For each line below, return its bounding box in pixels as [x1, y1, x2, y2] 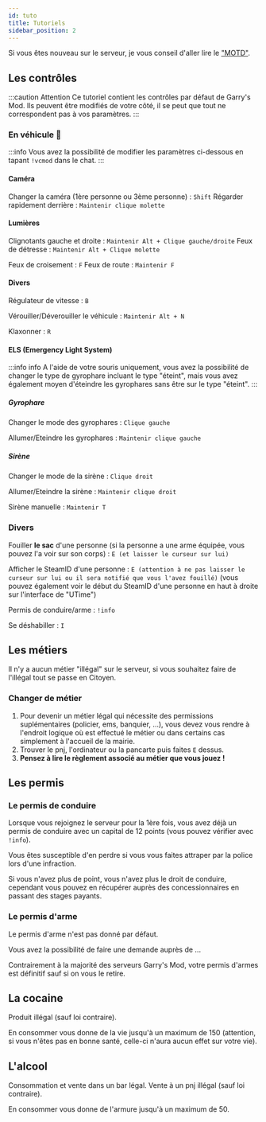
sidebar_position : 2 [8, 26, 77, 34]
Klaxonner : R [8, 327, 52, 337]
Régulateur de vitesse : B [8, 296, 89, 306]
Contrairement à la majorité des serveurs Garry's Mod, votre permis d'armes [8, 960, 259, 969]
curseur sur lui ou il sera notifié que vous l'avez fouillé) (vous [8, 572, 239, 582]
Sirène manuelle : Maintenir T [8, 502, 106, 512]
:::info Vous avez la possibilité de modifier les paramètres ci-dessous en [8, 147, 244, 157]
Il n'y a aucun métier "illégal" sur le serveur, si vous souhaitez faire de [8, 664, 237, 674]
